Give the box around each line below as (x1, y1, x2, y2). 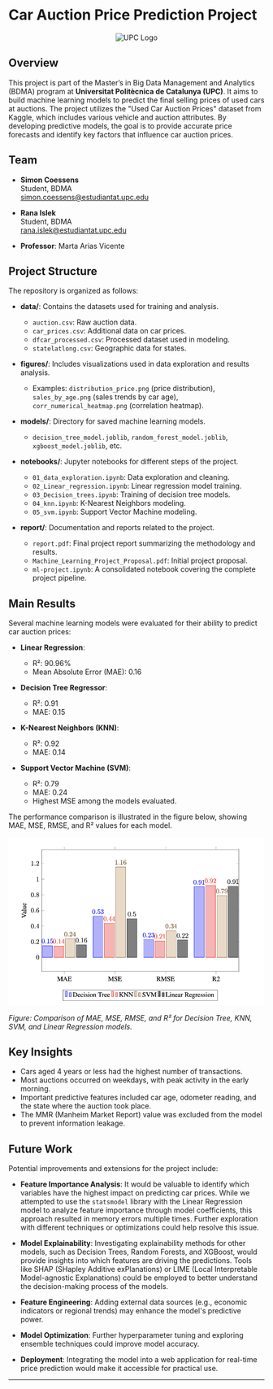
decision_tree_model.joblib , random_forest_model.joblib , (32, 433, 228, 442)
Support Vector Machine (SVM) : (19, 763, 132, 773)
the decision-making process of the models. (19, 1282, 169, 1291)
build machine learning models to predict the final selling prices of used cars (8, 95, 265, 105)
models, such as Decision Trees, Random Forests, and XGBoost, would (19, 1247, 258, 1257)
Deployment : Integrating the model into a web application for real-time (19, 1355, 258, 1365)
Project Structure (8, 264, 97, 278)
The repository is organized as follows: (8, 286, 139, 296)
